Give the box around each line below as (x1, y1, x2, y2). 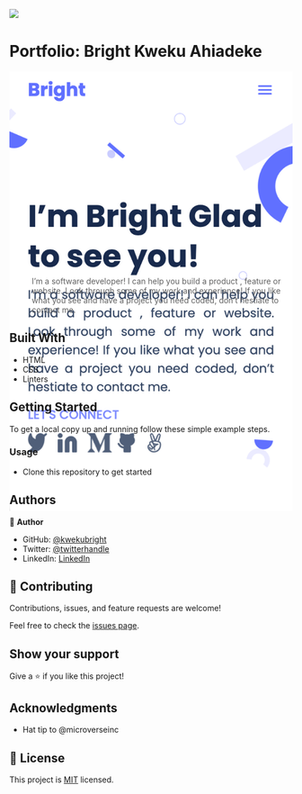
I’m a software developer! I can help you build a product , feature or (31, 275, 281, 286)
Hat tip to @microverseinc (22, 725, 120, 735)
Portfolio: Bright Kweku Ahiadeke (9, 41, 262, 62)
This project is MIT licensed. (9, 774, 114, 785)
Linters (22, 374, 49, 384)
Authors (9, 492, 57, 508)
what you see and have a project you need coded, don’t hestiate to (31, 294, 280, 305)
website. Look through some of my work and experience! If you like (31, 284, 281, 296)
